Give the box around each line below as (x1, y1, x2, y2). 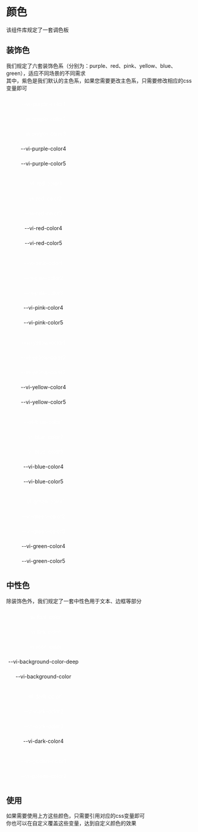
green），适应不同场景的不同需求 (6, 70, 86, 77)
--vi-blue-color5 (23, 478, 64, 485)
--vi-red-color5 (24, 239, 62, 247)
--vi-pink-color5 (23, 319, 64, 326)
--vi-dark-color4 (23, 738, 64, 745)
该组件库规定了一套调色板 (6, 26, 69, 33)
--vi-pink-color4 (23, 304, 64, 311)
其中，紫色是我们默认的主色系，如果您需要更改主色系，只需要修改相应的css (6, 77, 192, 84)
